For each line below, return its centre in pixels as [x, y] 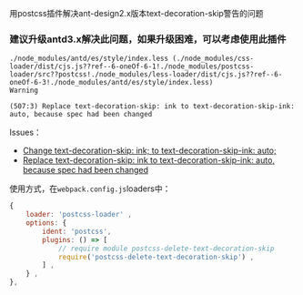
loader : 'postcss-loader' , [79, 215]
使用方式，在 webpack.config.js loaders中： [90, 188]
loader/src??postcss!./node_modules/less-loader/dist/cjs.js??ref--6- [146, 75]
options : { [46, 223]
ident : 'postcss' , [77, 231]
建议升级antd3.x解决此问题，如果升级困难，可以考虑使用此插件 [148, 39]
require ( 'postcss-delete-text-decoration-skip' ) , [156, 257]
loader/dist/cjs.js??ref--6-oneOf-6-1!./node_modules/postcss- [132, 66]
